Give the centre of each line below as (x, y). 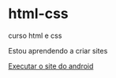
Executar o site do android (51, 66)
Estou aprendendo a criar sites (58, 50)
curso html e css (35, 35)
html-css (38, 14)
